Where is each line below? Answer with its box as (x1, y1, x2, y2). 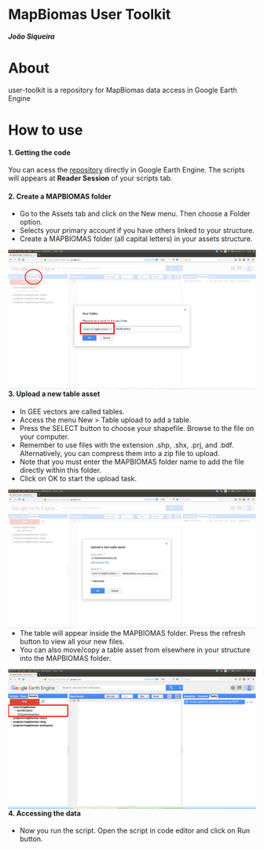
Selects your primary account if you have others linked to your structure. (19, 226, 255, 236)
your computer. (19, 432, 69, 441)
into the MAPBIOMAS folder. (19, 654, 112, 663)
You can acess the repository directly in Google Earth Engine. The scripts (8, 165, 245, 175)
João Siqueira (8, 32, 55, 41)
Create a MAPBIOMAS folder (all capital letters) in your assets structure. (19, 234, 253, 243)
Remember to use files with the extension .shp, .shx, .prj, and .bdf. (19, 440, 234, 450)
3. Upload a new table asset (8, 389, 101, 399)
